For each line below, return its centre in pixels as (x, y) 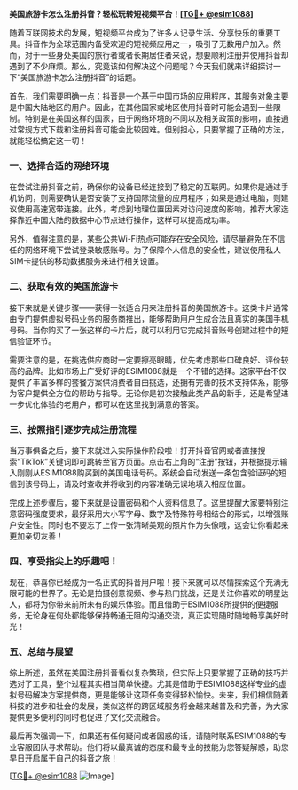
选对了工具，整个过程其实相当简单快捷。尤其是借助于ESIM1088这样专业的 (144, 684)
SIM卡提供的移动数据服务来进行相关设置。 (86, 261)
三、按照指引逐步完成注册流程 (73, 429)
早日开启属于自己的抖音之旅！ (63, 758)
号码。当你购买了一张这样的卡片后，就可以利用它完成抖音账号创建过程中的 (145, 330)
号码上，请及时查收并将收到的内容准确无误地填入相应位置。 (141, 483)
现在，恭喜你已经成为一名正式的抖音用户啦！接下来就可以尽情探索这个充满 (145, 582)
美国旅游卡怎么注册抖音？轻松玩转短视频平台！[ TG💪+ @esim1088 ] (132, 14)
